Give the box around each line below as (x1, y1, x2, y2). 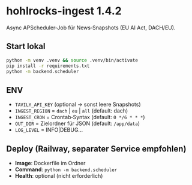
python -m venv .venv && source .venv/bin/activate (6, 57, 138, 63)
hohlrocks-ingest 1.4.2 (6, 4, 122, 18)
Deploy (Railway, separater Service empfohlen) (6, 144, 187, 154)
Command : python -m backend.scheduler (14, 166, 118, 173)
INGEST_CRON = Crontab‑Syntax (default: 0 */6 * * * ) (14, 114, 145, 121)
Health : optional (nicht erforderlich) (14, 172, 103, 179)
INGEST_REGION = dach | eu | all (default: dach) (14, 107, 128, 114)
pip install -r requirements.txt (6, 63, 90, 69)
